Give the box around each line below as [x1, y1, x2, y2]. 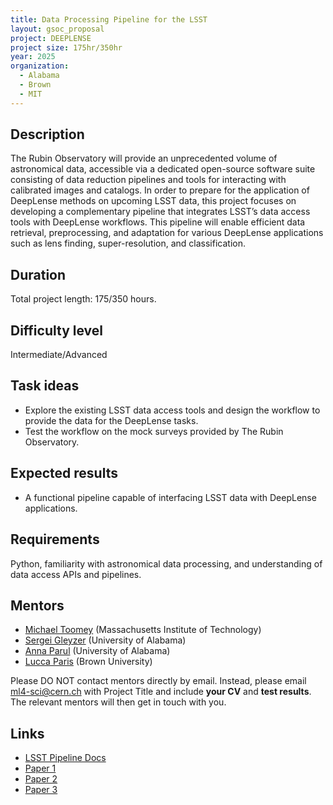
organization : [10, 61, 70, 71]
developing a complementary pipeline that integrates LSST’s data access [10, 206, 311, 218]
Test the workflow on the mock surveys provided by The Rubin [24, 425, 284, 437]
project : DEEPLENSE [10, 33, 92, 43]
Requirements [10, 531, 100, 548]
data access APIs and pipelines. [10, 568, 142, 580]
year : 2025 [10, 52, 56, 62]
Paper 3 [24, 784, 58, 796]
